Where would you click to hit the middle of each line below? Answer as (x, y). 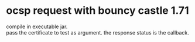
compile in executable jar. (37, 26)
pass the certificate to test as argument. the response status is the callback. (97, 32)
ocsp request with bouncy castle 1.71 (97, 11)
